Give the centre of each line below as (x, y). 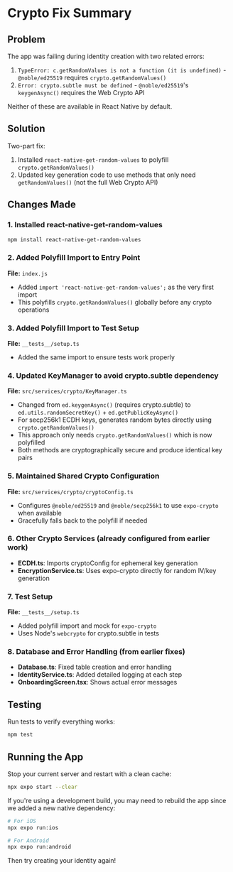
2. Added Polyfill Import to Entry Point (74, 258)
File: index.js (28, 273)
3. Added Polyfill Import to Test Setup (74, 328)
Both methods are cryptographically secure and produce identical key (120, 450)
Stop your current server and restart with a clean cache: (90, 774)
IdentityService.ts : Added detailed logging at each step (100, 675)
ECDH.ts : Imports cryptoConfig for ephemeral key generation (108, 563)
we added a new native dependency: (61, 808)
